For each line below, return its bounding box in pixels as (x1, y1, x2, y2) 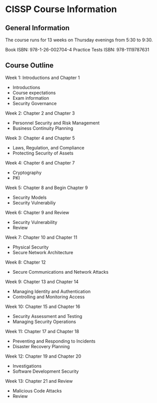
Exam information (12, 95, 49, 101)
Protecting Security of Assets (12, 150, 74, 156)
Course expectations (12, 90, 56, 96)
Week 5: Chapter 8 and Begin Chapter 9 (5, 185, 88, 191)
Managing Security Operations (12, 318, 76, 325)
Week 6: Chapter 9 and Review (5, 209, 69, 215)
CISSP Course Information (5, 4, 117, 15)
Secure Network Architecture (12, 249, 73, 255)
